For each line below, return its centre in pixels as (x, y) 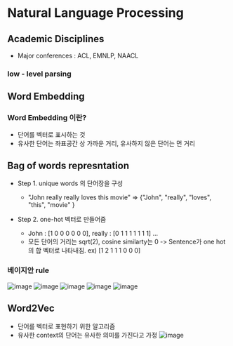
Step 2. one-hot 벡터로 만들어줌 (62, 220)
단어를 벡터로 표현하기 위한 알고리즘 (66, 326)
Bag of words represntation (68, 166)
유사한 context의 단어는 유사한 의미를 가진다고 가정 (87, 335)
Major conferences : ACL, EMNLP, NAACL (78, 55)
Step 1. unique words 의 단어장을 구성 (70, 183)
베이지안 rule (28, 270)
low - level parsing (39, 74)
